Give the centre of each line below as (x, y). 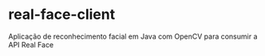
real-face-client (62, 15)
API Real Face (31, 44)
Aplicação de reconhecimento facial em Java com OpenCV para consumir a (133, 36)
